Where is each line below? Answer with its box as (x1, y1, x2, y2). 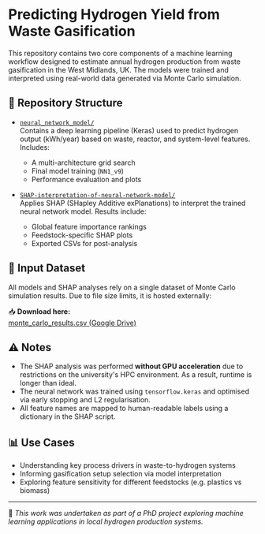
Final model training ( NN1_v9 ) (31, 166, 125, 175)
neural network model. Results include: (19, 207, 147, 216)
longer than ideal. (19, 379, 77, 388)
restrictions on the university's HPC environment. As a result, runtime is (19, 370, 252, 379)
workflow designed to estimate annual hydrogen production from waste (8, 57, 241, 66)
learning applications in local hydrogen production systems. (8, 517, 203, 526)
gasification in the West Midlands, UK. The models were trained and (8, 65, 229, 74)
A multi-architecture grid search (31, 158, 136, 167)
